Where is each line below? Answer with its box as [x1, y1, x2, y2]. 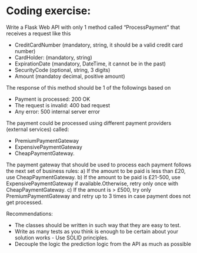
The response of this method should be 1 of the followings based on [6, 84, 171, 91]
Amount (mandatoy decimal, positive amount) [14, 73, 125, 80]
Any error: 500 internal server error [14, 108, 101, 115]
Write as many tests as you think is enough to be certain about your [14, 228, 178, 235]
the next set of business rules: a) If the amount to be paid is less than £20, [6, 167, 186, 175]
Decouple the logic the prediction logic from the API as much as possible [14, 240, 191, 247]
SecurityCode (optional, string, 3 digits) [14, 66, 111, 73]
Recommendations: [6, 210, 53, 217]
